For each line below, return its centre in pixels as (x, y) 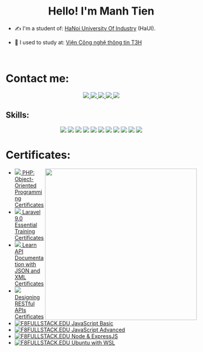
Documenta (29, 257)
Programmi (28, 191)
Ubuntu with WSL (93, 342)
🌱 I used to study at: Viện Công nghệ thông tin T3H (78, 42)
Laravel (31, 212)
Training (25, 231)
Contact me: (37, 78)
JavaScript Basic (92, 323)
